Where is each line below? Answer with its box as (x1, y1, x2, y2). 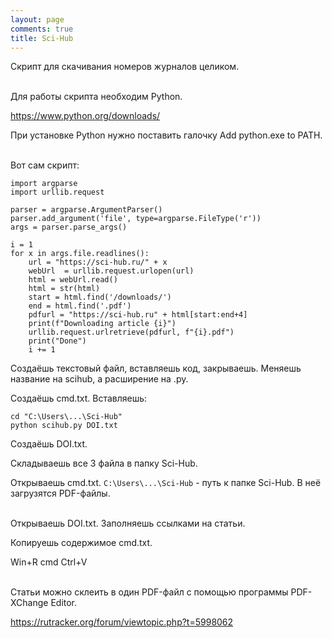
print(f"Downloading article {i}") (28, 319, 177, 329)
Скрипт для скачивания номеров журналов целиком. (10, 61, 240, 73)
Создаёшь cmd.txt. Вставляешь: (10, 392, 148, 405)
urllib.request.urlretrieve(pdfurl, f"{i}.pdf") (28, 327, 235, 338)
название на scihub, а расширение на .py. (10, 373, 189, 385)
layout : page (10, 14, 65, 25)
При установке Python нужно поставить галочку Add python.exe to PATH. (10, 129, 323, 141)
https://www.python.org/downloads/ (10, 110, 161, 122)
